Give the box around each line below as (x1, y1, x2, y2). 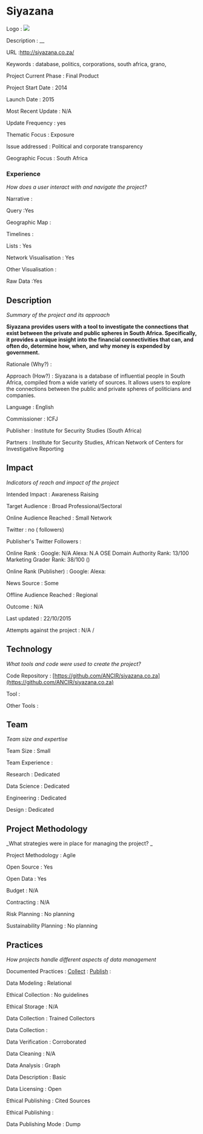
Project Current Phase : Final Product (6, 72, 99, 80)
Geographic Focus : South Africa (6, 154, 88, 161)
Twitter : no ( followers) (6, 526, 65, 533)
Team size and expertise (6, 736, 68, 743)
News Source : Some (6, 579, 59, 586)
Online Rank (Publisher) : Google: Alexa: (6, 568, 106, 575)
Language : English (6, 404, 55, 411)
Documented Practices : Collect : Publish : (6, 968, 111, 975)
